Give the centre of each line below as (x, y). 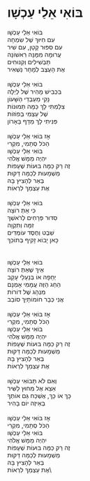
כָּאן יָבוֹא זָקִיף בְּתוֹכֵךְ (33, 239)
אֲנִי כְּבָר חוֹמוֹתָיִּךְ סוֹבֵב (36, 299)
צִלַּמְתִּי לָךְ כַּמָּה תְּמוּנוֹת (36, 106)
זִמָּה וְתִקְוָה (21, 225)
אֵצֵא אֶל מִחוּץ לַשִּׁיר (32, 388)
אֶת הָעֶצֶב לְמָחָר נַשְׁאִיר (36, 69)
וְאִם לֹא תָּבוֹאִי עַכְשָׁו (32, 380)
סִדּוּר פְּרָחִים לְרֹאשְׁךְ (32, 217)
